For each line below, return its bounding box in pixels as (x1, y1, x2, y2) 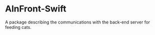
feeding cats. (5, 24, 32, 30)
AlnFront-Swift (5, 3, 67, 14)
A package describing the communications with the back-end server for (5, 19, 150, 25)
